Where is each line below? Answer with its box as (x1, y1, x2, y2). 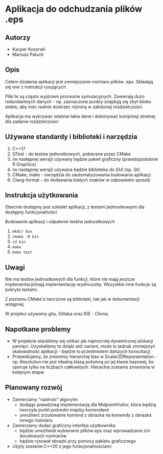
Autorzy (5, 33, 31, 42)
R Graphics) (12, 161, 37, 167)
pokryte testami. (5, 287, 38, 292)
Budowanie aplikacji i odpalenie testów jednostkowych (5, 219, 115, 225)
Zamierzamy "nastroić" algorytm (12, 396, 78, 402)
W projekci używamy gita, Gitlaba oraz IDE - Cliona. (5, 311, 109, 317)
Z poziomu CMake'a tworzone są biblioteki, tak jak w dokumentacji (5, 296, 140, 302)
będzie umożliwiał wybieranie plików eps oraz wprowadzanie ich (19, 428, 150, 433)
